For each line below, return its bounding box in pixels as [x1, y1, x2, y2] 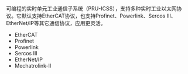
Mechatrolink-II [14, 62, 52, 69]
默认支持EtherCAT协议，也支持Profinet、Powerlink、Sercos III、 [21, 12, 176, 19]
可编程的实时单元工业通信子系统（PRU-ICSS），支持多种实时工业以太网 [6, 5, 177, 12]
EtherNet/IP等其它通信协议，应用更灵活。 [6, 20, 106, 26]
